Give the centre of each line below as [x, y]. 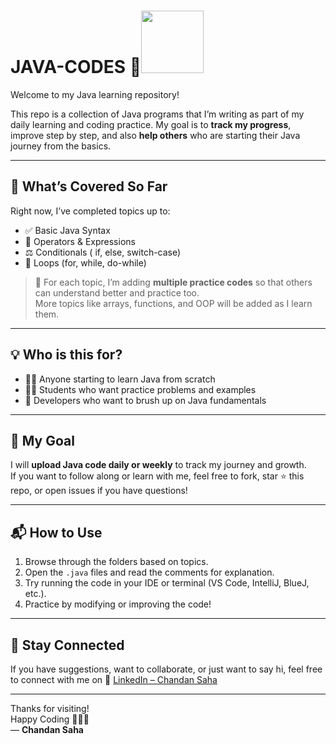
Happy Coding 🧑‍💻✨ [50, 719]
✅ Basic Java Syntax [67, 230]
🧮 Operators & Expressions [80, 241]
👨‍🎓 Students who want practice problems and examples [140, 389]
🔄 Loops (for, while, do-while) [85, 262]
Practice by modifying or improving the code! [118, 604]
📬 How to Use [56, 532]
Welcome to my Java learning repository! [95, 94]
